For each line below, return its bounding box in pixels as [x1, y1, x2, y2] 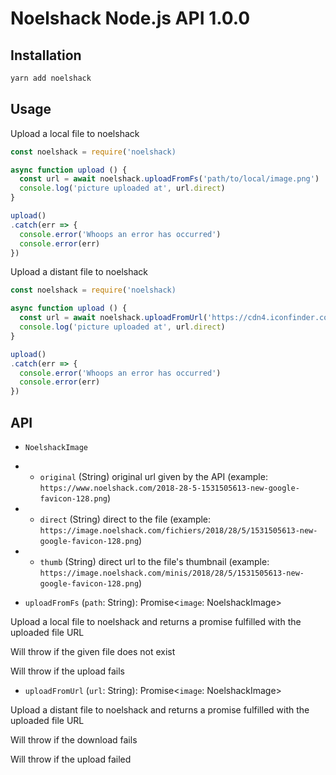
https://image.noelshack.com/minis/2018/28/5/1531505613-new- [39, 568, 305, 578]
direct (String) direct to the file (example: [39, 513, 212, 525]
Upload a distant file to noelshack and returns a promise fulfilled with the [10, 704, 310, 716]
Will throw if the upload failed [10, 753, 132, 765]
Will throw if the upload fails [10, 665, 125, 677]
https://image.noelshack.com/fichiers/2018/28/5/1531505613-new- [39, 526, 318, 536]
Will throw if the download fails [10, 734, 138, 746]
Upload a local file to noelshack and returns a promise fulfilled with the [10, 616, 302, 627]
